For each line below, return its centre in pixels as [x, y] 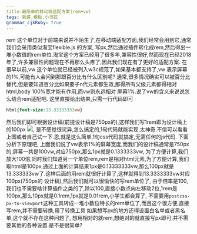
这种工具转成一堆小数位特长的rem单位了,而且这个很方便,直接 [116, 203]
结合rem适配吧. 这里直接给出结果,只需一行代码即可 [72, 99]
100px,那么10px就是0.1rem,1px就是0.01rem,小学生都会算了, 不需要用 [88, 196]
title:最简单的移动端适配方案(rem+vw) [49, 11]
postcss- [179, 196]
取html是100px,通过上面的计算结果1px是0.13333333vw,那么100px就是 [90, 166]
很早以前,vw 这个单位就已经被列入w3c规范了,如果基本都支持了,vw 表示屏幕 [97, 70]
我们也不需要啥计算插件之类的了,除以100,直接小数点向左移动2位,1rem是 [92, 189]
